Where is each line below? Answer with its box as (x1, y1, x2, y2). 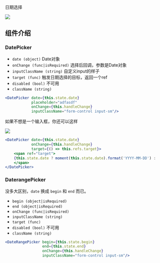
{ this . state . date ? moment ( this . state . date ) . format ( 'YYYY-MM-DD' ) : (14, 156, 156, 161)
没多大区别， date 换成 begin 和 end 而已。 (5, 188, 89, 194)
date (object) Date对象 (12, 56, 60, 62)
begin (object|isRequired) (12, 199, 67, 204)
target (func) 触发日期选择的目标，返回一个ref (12, 74, 108, 80)
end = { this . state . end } (42, 244, 86, 249)
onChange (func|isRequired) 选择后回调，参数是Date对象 (12, 62, 127, 68)
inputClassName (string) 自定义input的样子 (12, 68, 100, 74)
